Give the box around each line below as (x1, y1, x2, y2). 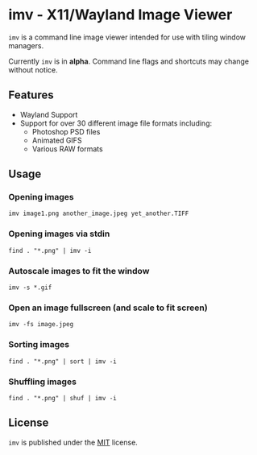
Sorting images (8, 339, 70, 350)
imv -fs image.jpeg (8, 321, 74, 329)
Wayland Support (19, 110, 78, 119)
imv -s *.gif (8, 283, 52, 292)
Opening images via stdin (8, 228, 110, 239)
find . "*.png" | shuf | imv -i (8, 394, 117, 402)
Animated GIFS (31, 135, 82, 145)
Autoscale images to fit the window (8, 265, 150, 276)
